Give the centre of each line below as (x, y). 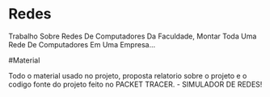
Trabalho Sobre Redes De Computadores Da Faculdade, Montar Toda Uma (133, 36)
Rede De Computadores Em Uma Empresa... (82, 44)
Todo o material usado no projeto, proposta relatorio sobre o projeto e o (128, 75)
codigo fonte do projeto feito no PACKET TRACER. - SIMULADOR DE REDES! (135, 84)
